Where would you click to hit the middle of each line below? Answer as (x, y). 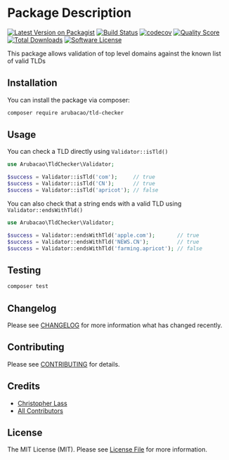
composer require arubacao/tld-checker (66, 113)
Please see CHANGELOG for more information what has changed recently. (115, 325)
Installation (32, 83)
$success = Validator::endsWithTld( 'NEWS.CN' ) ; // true (103, 242)
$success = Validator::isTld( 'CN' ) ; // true (81, 184)
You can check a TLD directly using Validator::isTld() (88, 152)
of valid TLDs (26, 60)
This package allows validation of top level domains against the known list (114, 53)
